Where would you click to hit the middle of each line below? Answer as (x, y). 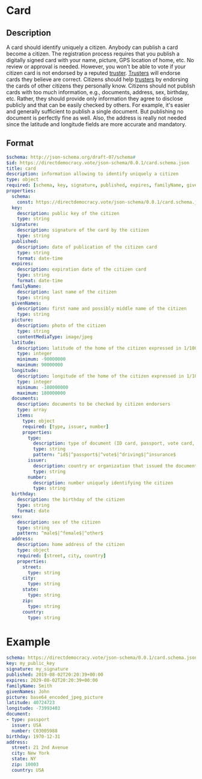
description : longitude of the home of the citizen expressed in (101, 376)
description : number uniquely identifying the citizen (103, 483)
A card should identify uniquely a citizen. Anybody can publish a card (92, 47)
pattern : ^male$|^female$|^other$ (60, 533)
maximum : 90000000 (40, 365)
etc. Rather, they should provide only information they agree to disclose (95, 98)
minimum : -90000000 (41, 359)
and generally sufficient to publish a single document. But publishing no (95, 111)
